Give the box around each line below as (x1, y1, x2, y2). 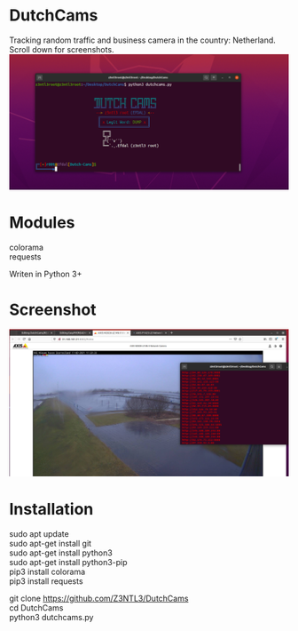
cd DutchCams (9, 602, 64, 613)
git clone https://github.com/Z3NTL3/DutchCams (9, 593, 189, 603)
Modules (9, 212, 75, 232)
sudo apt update (9, 528, 69, 539)
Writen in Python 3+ (9, 268, 82, 279)
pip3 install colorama (9, 566, 86, 577)
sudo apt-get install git (9, 538, 91, 548)
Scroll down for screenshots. (9, 44, 114, 54)
